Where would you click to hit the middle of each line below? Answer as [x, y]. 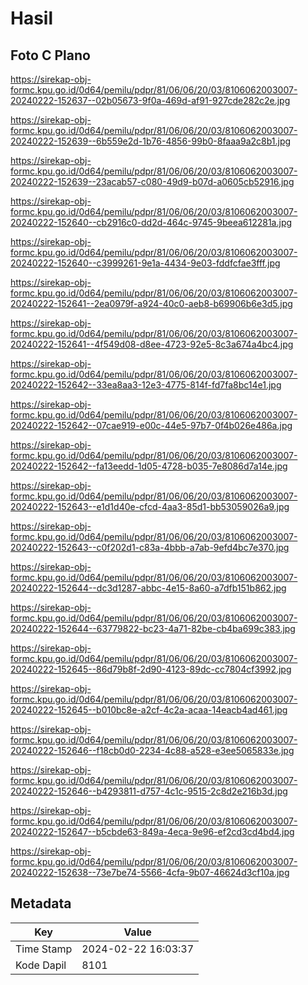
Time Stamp [44, 949]
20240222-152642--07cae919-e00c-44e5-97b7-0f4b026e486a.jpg [151, 425]
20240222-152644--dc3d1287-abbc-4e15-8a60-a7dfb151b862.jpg [148, 588]
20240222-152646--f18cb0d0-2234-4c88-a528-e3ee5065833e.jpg [152, 750]
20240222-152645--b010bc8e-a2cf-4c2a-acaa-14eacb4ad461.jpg [149, 710]
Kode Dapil [41, 965]
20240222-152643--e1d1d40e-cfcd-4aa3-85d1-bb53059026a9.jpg [150, 506]
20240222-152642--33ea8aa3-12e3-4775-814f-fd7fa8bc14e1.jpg [146, 385]
